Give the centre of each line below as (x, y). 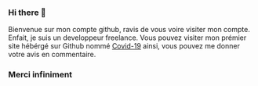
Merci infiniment (40, 75)
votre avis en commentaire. (52, 55)
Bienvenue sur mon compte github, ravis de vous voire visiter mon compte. (129, 30)
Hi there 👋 (27, 13)
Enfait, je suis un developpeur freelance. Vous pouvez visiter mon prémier (127, 38)
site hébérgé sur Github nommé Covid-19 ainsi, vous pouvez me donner (124, 46)
